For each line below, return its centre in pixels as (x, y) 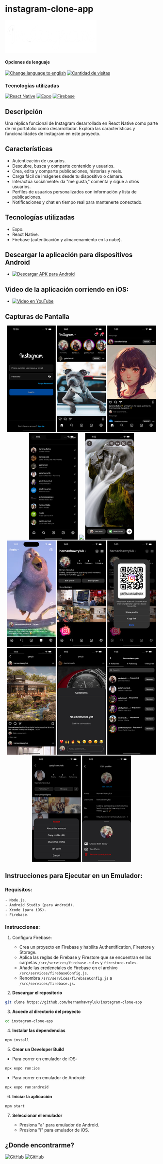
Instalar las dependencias (39, 1030)
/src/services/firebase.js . (47, 983)
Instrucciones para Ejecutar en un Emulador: (74, 876)
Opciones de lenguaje (27, 62)
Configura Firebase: (32, 938)
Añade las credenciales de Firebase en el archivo (68, 968)
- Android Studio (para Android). (40, 905)
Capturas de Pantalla (37, 316)
